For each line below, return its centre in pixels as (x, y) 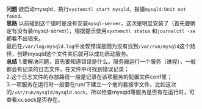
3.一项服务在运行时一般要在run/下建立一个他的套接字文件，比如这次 (92, 84)
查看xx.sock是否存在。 (35, 100)
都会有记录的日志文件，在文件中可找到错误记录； (68, 69)
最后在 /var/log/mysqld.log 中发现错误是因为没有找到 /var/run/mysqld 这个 (98, 46)
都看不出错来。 (25, 38)
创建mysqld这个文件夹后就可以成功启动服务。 (74, 54)
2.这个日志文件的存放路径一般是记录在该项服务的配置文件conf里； (89, 77)
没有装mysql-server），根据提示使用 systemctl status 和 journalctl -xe (106, 31)
